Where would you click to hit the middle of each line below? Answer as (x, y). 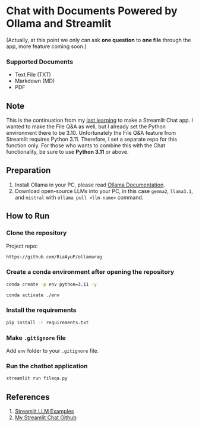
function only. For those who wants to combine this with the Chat (86, 146)
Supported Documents (40, 62)
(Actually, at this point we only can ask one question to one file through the (99, 40)
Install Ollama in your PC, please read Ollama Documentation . (90, 185)
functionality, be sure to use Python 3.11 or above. (67, 152)
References (28, 397)
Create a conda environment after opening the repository (90, 272)
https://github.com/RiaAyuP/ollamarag (54, 257)
